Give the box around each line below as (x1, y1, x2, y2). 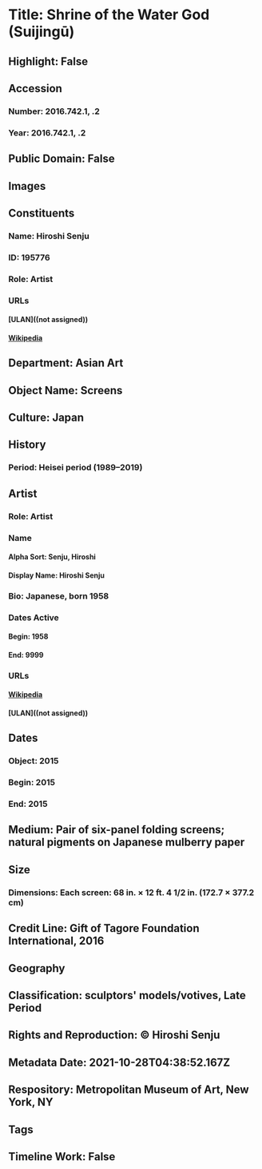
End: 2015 (8, 799, 48, 810)
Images (8, 179, 46, 193)
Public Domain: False (8, 152, 115, 166)
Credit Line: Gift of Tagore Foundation (8, 921, 200, 935)
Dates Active (8, 611, 60, 623)
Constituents (8, 206, 75, 220)
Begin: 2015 (8, 777, 56, 788)
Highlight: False (8, 54, 89, 68)
